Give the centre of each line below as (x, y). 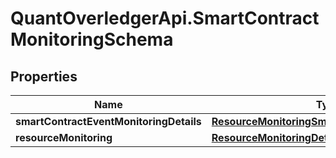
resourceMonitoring (64, 137)
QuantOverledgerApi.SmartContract (165, 18)
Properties (44, 76)
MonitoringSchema (92, 39)
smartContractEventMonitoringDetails (108, 121)
